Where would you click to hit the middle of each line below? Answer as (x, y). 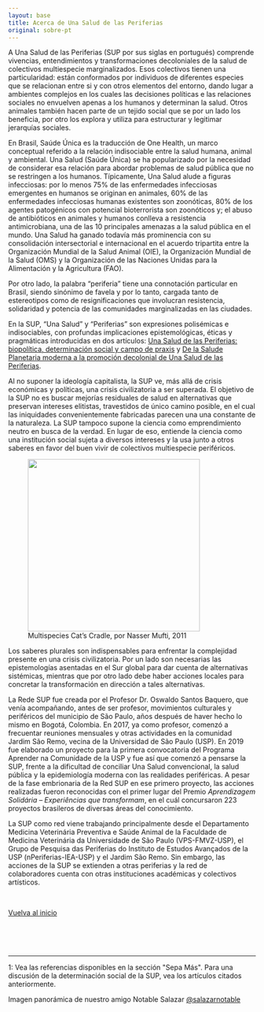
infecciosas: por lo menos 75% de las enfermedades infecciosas (113, 185)
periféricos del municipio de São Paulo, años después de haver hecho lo (125, 717)
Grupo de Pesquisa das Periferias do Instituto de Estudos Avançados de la (128, 849)
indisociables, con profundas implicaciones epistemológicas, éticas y (121, 332)
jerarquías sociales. (40, 128)
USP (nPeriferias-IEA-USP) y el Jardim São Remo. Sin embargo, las (117, 857)
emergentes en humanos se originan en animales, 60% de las (108, 193)
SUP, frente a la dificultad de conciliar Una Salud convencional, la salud (124, 767)
